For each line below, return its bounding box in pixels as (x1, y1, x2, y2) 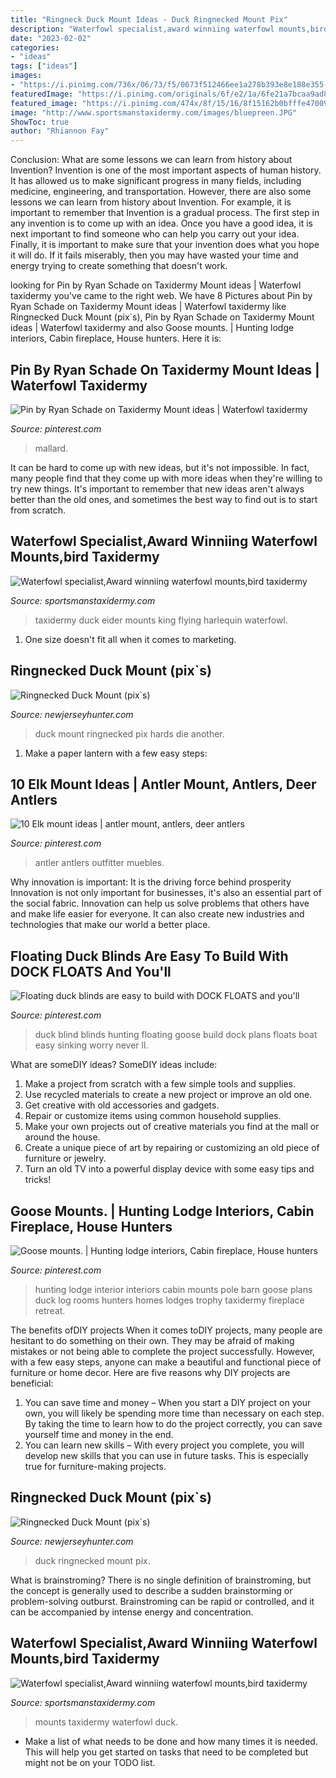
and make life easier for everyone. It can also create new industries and (10, 908, 305, 920)
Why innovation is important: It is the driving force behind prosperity (10, 876, 292, 888)
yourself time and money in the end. (24, 1429, 174, 1440)
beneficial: (10, 1377, 54, 1389)
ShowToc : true (10, 117, 70, 127)
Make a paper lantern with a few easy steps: (24, 747, 208, 759)
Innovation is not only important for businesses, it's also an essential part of (10, 887, 322, 899)
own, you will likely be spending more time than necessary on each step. (24, 1407, 325, 1419)
